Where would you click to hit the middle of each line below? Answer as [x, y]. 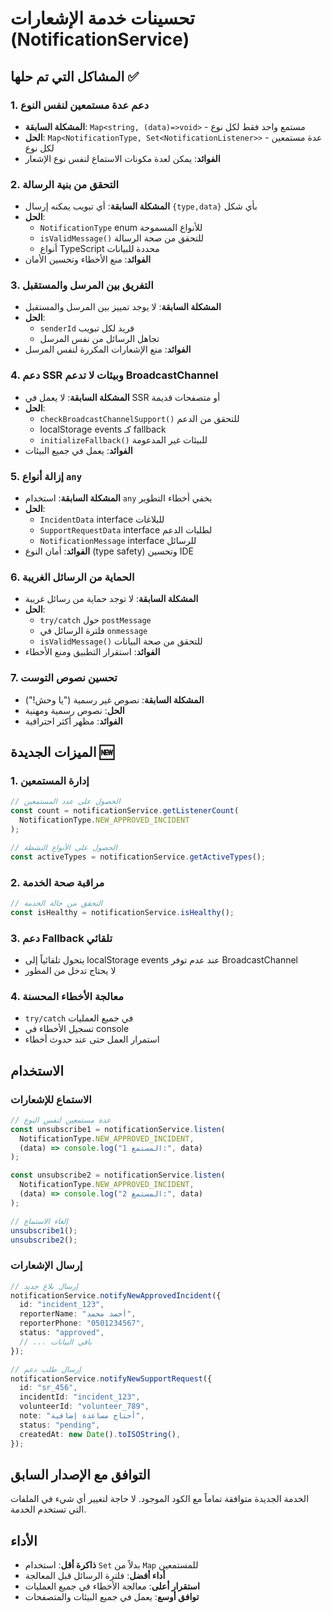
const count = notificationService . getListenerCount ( [125, 811]
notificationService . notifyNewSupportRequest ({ [111, 1378]
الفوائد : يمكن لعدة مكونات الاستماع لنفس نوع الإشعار [122, 158]
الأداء [24, 1540]
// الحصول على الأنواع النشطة [64, 847]
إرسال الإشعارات [46, 1265]
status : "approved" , [62, 1333]
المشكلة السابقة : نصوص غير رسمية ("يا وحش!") [114, 699]
